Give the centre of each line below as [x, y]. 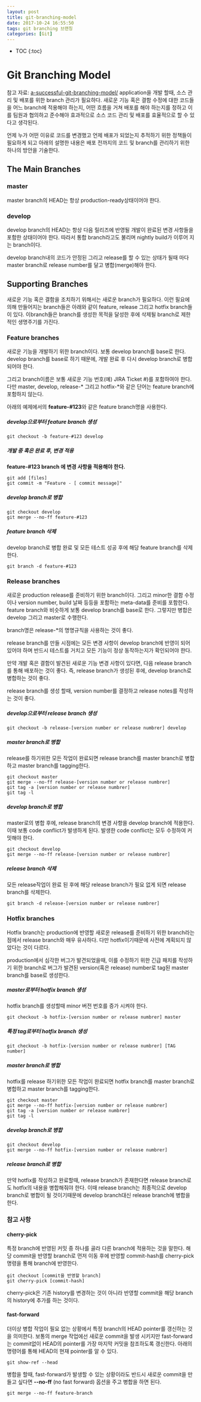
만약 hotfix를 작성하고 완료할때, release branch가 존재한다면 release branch [97, 1181]
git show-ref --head [33, 1362]
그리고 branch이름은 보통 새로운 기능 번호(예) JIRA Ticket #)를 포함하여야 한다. [99, 379]
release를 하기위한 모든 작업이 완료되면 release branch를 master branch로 [95, 758]
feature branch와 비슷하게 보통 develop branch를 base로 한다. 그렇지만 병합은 [100, 610]
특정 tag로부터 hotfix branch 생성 [47, 1031]
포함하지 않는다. [25, 394]
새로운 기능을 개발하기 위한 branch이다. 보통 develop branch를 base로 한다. [96, 351]
